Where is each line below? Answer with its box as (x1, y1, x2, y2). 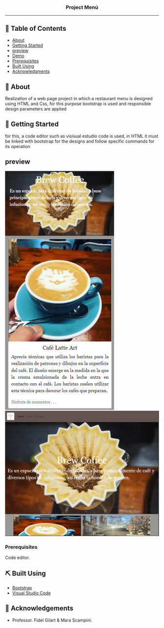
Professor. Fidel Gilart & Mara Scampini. (12, 617, 92, 623)
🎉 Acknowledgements (5, 604, 74, 612)
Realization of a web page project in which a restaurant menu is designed (5, 95, 153, 101)
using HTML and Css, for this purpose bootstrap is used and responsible (5, 101, 151, 107)
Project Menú (65, 4, 99, 11)
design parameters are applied (5, 106, 67, 111)
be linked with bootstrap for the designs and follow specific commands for (5, 138, 155, 144)
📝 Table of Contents (5, 24, 66, 33)
